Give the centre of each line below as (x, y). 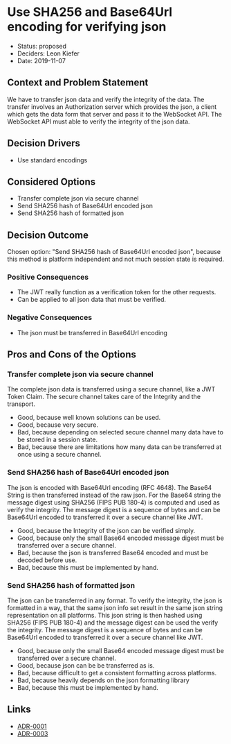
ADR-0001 (32, 726)
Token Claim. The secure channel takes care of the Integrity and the (104, 397)
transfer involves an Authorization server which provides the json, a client (112, 107)
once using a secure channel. (59, 455)
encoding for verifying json (87, 27)
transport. (21, 404)
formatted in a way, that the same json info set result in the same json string (115, 608)
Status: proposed (42, 46)
